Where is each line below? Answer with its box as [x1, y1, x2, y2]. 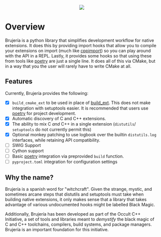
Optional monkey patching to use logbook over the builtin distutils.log [12, 131, 157, 137]
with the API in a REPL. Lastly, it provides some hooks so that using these [5, 53, 152, 58]
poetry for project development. [12, 110, 76, 116]
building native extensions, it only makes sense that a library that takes [5, 197, 147, 202]
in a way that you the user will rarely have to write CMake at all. [5, 63, 132, 69]
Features [5, 77, 33, 86]
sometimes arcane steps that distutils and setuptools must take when [5, 191, 144, 197]
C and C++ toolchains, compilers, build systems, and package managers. [5, 221, 152, 227]
